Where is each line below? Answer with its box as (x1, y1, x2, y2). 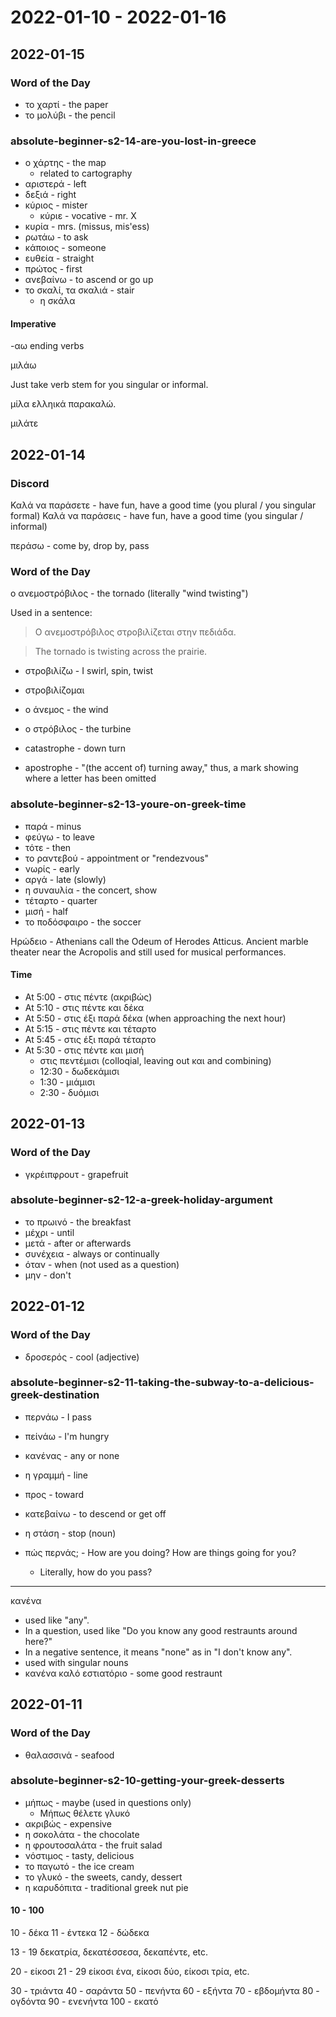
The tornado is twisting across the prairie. (34, 646, 208, 658)
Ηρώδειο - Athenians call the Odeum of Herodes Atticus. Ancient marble (10, 935, 309, 947)
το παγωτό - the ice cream (24, 1860, 135, 1872)
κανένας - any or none (24, 1449, 120, 1461)
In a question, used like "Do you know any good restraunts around (24, 1624, 298, 1636)
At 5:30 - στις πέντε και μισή (24, 1044, 145, 1056)
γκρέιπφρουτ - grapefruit (24, 1168, 129, 1180)
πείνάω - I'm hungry (24, 1430, 110, 1442)
